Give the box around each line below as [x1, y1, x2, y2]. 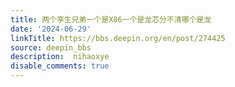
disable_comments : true [10, 61, 110, 71]
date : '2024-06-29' [10, 24, 92, 34]
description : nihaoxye [10, 52, 110, 62]
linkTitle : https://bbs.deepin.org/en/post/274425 [10, 33, 226, 43]
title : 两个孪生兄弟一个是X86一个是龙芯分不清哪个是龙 [10, 14, 212, 25]
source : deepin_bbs [10, 42, 92, 53]
